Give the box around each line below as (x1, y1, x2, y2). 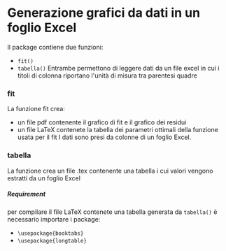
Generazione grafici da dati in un (7, 5, 201, 21)
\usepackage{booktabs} (17, 229, 84, 237)
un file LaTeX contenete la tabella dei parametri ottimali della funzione (17, 126, 218, 134)
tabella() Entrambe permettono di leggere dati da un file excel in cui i (17, 64, 220, 72)
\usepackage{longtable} (17, 237, 87, 244)
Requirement (7, 190, 46, 199)
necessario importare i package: (7, 215, 101, 223)
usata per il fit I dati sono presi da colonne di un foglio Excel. (17, 133, 192, 141)
